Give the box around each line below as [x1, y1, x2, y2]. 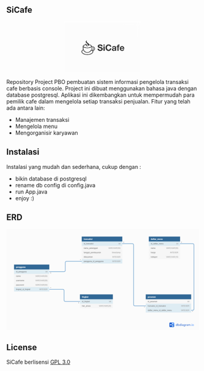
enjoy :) [15, 194, 35, 201]
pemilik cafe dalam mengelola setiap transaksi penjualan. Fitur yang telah [6, 98, 191, 105]
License [6, 342, 37, 353]
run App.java [15, 188, 48, 195]
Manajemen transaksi [15, 116, 70, 124]
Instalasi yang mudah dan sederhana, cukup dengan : [6, 163, 142, 170]
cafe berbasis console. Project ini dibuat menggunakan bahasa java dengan [6, 85, 197, 92]
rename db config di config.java [15, 181, 96, 189]
